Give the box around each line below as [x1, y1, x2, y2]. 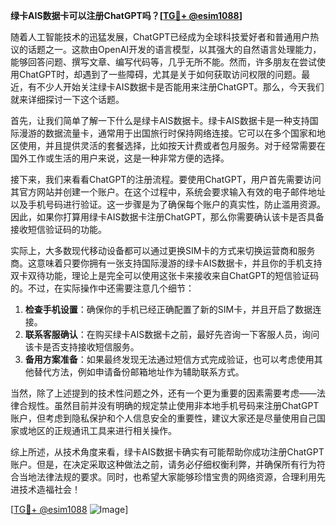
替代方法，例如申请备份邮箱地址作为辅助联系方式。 [33, 366, 245, 378]
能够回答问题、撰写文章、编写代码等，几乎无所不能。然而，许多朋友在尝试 [10, 56, 317, 68]
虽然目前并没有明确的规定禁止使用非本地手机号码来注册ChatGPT [53, 400, 320, 411]
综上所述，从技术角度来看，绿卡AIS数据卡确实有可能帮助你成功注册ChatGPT [10, 446, 325, 458]
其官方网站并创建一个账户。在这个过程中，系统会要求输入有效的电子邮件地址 [10, 186, 326, 198]
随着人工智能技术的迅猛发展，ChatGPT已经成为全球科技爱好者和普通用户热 [10, 31, 320, 43]
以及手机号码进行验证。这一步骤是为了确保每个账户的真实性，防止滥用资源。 [10, 199, 326, 210]
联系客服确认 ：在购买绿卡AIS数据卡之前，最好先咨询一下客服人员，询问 [24, 329, 320, 340]
